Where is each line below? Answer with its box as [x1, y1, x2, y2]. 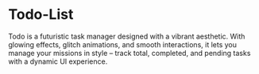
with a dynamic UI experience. [8, 57, 108, 66]
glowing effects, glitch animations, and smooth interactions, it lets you [8, 39, 237, 49]
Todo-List [8, 6, 74, 24]
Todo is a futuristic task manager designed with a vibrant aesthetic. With [8, 31, 245, 41]
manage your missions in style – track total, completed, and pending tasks [8, 48, 251, 57]
